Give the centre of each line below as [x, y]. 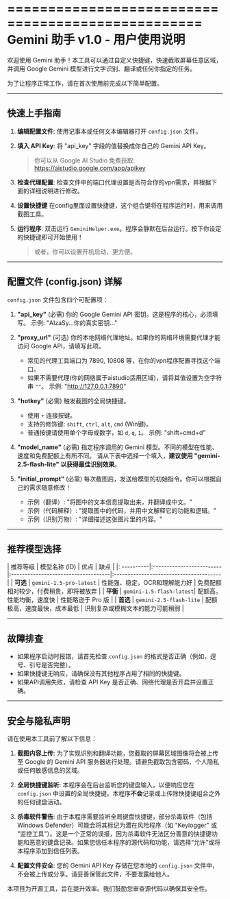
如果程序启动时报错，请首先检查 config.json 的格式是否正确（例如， [114, 656]
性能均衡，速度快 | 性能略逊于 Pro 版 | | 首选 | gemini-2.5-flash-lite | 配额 [112, 600]
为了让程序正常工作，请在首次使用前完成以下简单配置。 [85, 83]
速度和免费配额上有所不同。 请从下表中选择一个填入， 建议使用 [105, 455]
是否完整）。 [57, 665]
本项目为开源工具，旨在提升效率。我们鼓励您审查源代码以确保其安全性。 [109, 888]
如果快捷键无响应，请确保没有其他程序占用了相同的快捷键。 [101, 673]
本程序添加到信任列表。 [50, 851]
